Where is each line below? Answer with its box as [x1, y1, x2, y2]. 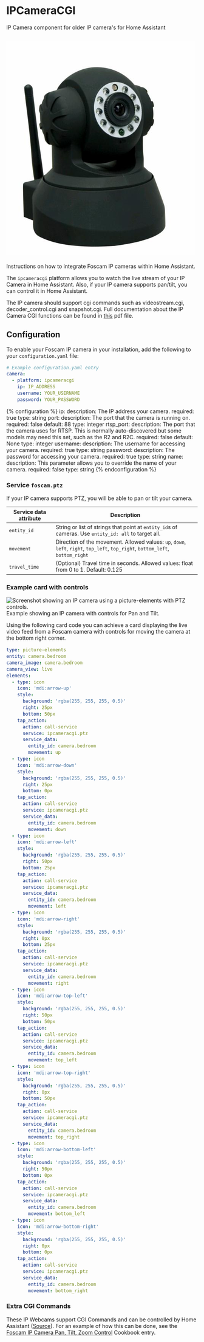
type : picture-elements [6, 647, 67, 653]
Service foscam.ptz [6, 481, 63, 489]
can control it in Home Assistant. [6, 287, 88, 295]
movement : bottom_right [28, 1287, 88, 1294]
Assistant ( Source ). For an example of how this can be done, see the [6, 1322, 178, 1329]
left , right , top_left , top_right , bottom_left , [55, 545, 169, 552]
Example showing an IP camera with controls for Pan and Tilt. [6, 610, 160, 617]
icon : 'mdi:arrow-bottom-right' [17, 1224, 99, 1230]
